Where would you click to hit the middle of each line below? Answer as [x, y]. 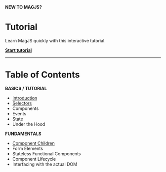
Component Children [34, 143]
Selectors [22, 103]
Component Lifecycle [34, 159]
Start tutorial [19, 50]
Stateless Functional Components [46, 154]
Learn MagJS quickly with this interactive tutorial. [56, 40]
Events [19, 113]
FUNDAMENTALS [23, 134]
